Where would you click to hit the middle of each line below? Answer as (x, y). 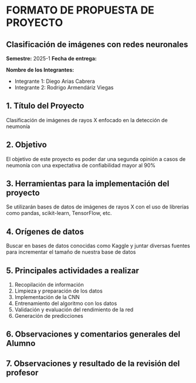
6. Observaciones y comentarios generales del (93, 335)
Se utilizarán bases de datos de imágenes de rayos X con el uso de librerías (98, 207)
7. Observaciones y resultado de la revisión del (93, 363)
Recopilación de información (49, 285)
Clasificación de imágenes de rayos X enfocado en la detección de (87, 120)
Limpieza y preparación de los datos (58, 291)
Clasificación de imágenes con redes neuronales (97, 44)
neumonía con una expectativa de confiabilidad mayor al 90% (81, 165)
